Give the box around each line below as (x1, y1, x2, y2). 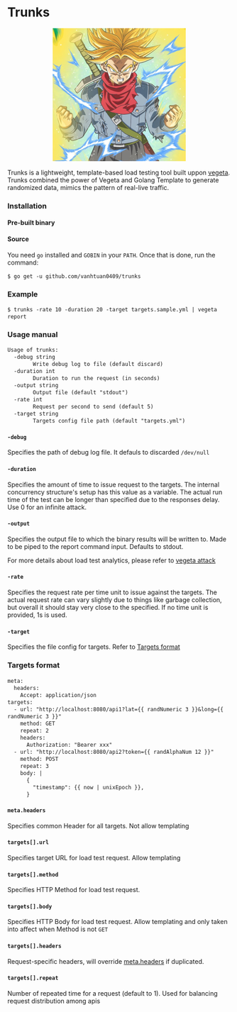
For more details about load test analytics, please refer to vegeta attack (7, 556, 216, 565)
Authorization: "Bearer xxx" (26, 741, 113, 748)
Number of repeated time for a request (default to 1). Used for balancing (7, 989, 218, 997)
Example (7, 289, 38, 299)
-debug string (13, 354, 55, 361)
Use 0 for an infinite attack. (7, 503, 87, 511)
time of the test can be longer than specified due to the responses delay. (7, 495, 220, 504)
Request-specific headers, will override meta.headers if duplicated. (7, 957, 204, 965)
